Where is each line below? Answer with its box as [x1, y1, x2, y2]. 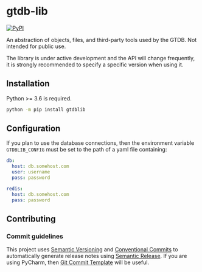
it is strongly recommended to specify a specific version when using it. [6, 61, 184, 68]
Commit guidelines [6, 232, 64, 240]
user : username [12, 169, 50, 175]
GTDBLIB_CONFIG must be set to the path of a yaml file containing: [6, 146, 167, 153]
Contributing [6, 214, 56, 224]
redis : [6, 186, 23, 192]
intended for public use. [6, 43, 66, 50]
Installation [6, 78, 50, 89]
